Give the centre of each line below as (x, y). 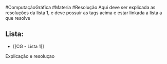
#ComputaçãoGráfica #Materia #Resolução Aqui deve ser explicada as (80, 7)
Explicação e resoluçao (30, 56)
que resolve (18, 18)
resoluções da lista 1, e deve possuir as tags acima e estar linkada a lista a (84, 13)
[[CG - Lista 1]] (29, 46)
